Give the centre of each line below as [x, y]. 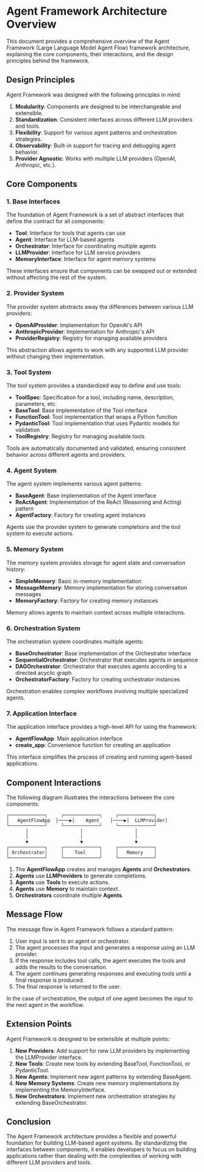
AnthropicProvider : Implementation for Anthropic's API [85, 331]
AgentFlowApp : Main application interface [69, 739]
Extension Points [39, 1024]
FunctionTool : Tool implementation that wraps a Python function [96, 417]
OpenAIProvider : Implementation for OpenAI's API [78, 325]
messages [28, 594]
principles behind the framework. [48, 61]
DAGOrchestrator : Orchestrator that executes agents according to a [101, 666]
